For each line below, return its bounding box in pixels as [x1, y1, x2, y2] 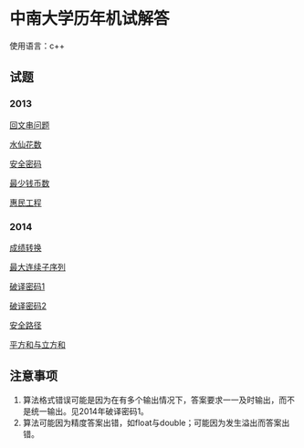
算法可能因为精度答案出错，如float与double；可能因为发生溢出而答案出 [22, 417, 290, 428]
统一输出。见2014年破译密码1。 [30, 405, 149, 416]
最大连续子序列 [9, 261, 66, 272]
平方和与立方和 [9, 339, 66, 349]
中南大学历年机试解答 [9, 8, 171, 29]
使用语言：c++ [9, 40, 66, 51]
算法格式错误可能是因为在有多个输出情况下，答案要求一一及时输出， [22, 394, 279, 405]
